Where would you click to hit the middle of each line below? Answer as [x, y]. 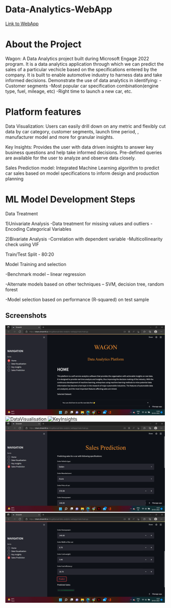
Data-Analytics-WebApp [59, 9]
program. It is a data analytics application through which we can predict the [85, 64]
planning [15, 178]
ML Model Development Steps [70, 199]
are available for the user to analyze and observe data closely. [71, 158]
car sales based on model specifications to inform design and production [82, 173]
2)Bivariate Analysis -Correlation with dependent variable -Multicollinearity [84, 239]
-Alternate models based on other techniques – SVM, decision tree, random [85, 284]
